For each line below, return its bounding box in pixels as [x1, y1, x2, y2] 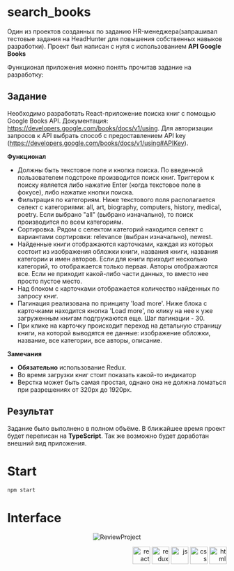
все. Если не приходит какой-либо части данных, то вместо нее [17, 269, 209, 277]
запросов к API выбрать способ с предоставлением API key [7, 131, 186, 139]
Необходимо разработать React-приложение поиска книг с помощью [7, 109, 216, 117]
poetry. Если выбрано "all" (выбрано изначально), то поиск [17, 210, 194, 218]
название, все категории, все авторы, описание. [17, 336, 162, 344]
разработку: [7, 70, 44, 79]
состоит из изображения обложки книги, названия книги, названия [17, 247, 219, 255]
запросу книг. [17, 291, 58, 300]
